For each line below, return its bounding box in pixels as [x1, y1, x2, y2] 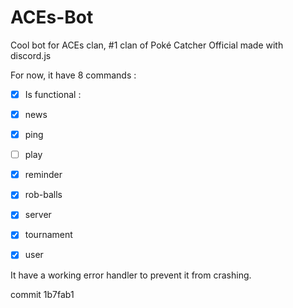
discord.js [10, 49, 52, 61]
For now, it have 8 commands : [10, 69, 137, 81]
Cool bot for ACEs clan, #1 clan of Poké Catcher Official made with [10, 39, 284, 51]
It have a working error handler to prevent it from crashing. [10, 269, 252, 281]
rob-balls [24, 189, 63, 201]
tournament [24, 229, 73, 241]
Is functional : [24, 88, 82, 100]
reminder [24, 169, 63, 181]
